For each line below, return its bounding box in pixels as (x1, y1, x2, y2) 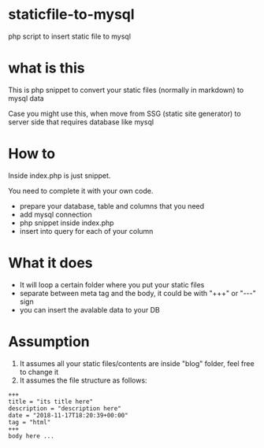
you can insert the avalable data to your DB (19, 305, 160, 314)
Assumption (8, 332, 91, 350)
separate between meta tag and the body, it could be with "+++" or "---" (19, 288, 256, 298)
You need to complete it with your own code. (8, 186, 154, 195)
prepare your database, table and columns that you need (19, 201, 205, 210)
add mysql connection (19, 209, 92, 219)
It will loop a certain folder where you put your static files (19, 280, 205, 289)
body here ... (8, 431, 55, 440)
